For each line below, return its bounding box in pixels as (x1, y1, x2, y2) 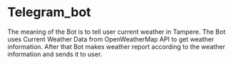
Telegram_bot (7, 4, 91, 20)
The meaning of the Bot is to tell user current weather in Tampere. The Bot (7, 27, 226, 36)
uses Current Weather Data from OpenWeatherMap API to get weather (7, 34, 214, 43)
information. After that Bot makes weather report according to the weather (7, 42, 226, 51)
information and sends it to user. (7, 50, 103, 58)
